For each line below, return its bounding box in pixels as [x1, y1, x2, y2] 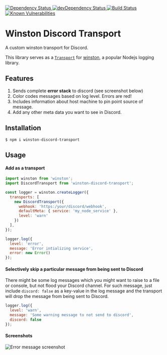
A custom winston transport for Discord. [5, 44, 89, 50]
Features [5, 74, 34, 83]
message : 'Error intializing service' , [10, 246, 94, 251]
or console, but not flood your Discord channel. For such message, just [5, 282, 152, 289]
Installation [5, 124, 41, 133]
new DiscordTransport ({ [14, 199, 64, 204]
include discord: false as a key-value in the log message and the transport [5, 288, 162, 294]
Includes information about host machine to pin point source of [12, 98, 143, 104]
